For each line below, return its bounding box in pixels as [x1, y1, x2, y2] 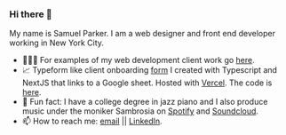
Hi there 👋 [9, 8, 53, 20]
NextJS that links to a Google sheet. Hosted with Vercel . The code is [21, 77, 273, 88]
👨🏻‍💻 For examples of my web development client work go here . [21, 55, 255, 66]
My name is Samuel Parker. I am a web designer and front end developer [9, 28, 275, 39]
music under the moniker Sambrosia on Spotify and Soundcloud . [21, 106, 259, 116]
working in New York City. [9, 37, 105, 48]
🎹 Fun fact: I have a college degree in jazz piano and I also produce [21, 97, 268, 107]
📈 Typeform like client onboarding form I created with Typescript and [21, 65, 278, 75]
